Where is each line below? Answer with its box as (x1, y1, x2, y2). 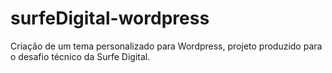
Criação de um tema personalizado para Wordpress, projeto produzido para (10, 40, 323, 52)
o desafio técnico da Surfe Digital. (10, 50, 151, 62)
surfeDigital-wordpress (10, 7, 210, 30)
